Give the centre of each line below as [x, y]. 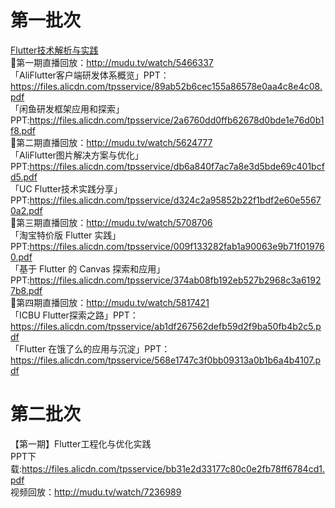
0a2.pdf [26, 210]
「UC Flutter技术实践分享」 [66, 188]
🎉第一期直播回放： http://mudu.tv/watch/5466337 [112, 62]
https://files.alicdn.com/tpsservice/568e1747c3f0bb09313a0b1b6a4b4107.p [166, 360]
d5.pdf [24, 177]
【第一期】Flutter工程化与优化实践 [81, 443]
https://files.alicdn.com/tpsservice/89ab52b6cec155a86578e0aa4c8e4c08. [166, 86]
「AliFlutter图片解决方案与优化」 [77, 155]
